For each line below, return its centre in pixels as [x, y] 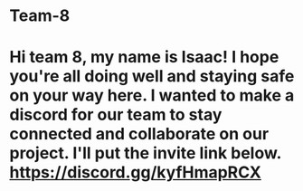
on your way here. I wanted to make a [152, 95]
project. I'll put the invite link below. [146, 153]
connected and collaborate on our [139, 134]
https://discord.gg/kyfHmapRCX [136, 172]
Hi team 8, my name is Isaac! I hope [144, 57]
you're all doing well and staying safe [152, 76]
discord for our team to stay [116, 115]
